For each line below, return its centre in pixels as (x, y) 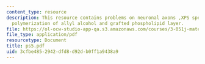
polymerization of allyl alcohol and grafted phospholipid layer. (98, 23)
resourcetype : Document (37, 40)
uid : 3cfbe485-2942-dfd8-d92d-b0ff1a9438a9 (63, 52)
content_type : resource (37, 12)
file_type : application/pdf (42, 35)
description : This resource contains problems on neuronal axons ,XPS (98, 18)
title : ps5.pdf (26, 46)
